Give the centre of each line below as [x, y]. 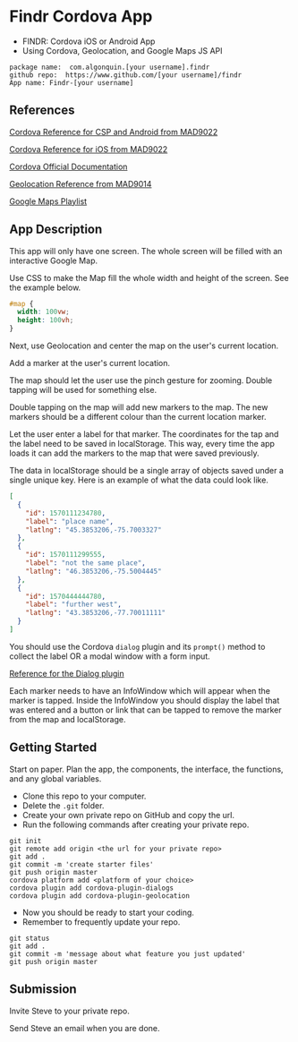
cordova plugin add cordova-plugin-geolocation [100, 896]
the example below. [45, 287]
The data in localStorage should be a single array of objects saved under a [147, 471]
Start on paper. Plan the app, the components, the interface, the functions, [146, 769]
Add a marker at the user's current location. [90, 363]
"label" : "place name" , [70, 521]
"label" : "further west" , [74, 605]
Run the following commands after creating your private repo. [136, 824]
